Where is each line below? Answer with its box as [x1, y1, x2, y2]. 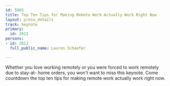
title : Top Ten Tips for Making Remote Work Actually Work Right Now [5, 12, 157, 17]
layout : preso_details [5, 17, 54, 22]
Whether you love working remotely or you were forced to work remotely [5, 64, 159, 70]
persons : [5, 36, 24, 41]
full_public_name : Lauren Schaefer [10, 46, 86, 51]
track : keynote [5, 21, 38, 27]
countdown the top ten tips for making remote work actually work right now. [5, 75, 165, 81]
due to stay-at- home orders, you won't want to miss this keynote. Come [5, 70, 158, 76]
